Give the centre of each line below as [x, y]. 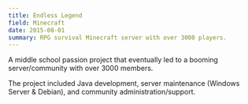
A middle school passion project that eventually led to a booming [113, 60]
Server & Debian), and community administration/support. [102, 92]
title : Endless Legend [45, 15]
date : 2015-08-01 [37, 30]
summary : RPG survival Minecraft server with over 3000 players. [117, 37]
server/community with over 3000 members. [81, 69]
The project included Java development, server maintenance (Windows [124, 84]
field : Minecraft [37, 23]
